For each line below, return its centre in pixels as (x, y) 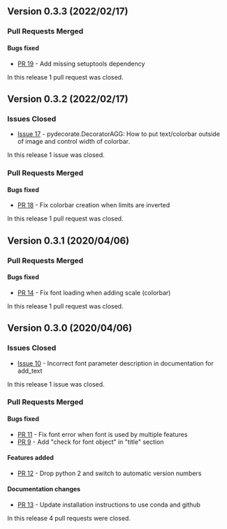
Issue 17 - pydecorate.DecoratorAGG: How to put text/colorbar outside (118, 134)
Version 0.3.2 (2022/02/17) (68, 99)
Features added (31, 458)
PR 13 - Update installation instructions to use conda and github (109, 505)
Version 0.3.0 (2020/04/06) (70, 328)
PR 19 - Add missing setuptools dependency (81, 64)
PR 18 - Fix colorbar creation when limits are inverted (94, 205)
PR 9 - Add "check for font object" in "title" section (90, 442)
